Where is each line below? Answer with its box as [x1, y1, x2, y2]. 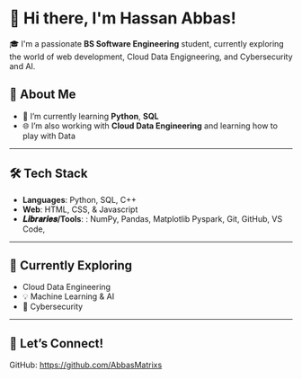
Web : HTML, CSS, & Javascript [22, 204, 138, 215]
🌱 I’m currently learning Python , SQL [22, 110, 159, 121]
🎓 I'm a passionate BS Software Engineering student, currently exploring [9, 38, 285, 48]
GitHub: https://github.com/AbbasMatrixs [9, 359, 163, 371]
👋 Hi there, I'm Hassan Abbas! [9, 8, 236, 29]
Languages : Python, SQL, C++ [22, 194, 138, 205]
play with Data [22, 130, 76, 141]
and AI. [9, 60, 36, 71]
